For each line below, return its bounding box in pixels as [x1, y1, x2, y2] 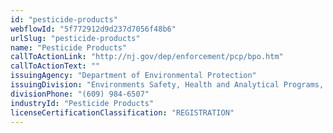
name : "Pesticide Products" [10, 42, 128, 53]
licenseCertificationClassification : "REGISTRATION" [10, 107, 235, 118]
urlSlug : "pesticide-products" [10, 33, 141, 43]
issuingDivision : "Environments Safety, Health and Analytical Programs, [10, 80, 325, 90]
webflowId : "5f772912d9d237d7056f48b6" [10, 24, 177, 34]
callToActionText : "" [10, 61, 101, 71]
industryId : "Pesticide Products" [10, 98, 155, 108]
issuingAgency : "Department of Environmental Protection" [10, 71, 257, 81]
